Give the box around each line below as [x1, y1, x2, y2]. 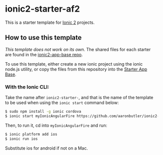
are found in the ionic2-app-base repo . [5, 52, 83, 57]
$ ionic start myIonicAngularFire [5, 113, 75, 119]
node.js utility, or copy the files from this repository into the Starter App [5, 66, 147, 72]
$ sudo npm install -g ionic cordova [5, 109, 81, 114]
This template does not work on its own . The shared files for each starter [5, 46, 151, 52]
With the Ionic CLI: [5, 84, 49, 90]
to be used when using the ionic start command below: [5, 100, 119, 105]
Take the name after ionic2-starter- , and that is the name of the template [5, 95, 154, 101]
